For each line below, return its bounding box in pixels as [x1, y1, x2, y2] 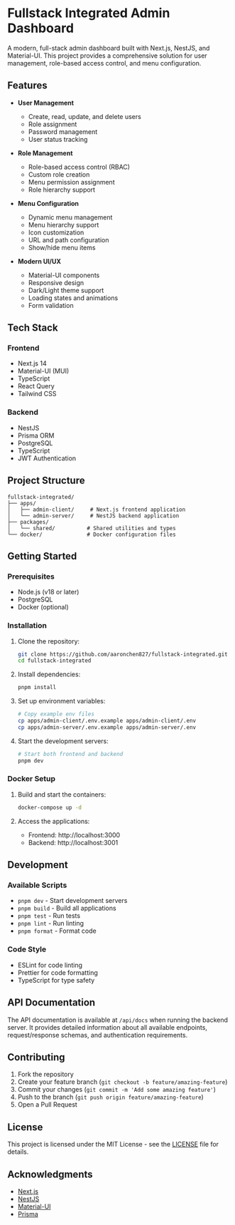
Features [7, 80, 48, 92]
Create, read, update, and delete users [28, 112, 142, 120]
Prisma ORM [17, 431, 55, 440]
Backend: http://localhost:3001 [28, 838, 119, 847]
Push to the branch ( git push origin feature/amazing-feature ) [17, 1092, 204, 1102]
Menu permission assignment [28, 177, 115, 186]
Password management [28, 127, 98, 136]
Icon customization [28, 228, 84, 237]
